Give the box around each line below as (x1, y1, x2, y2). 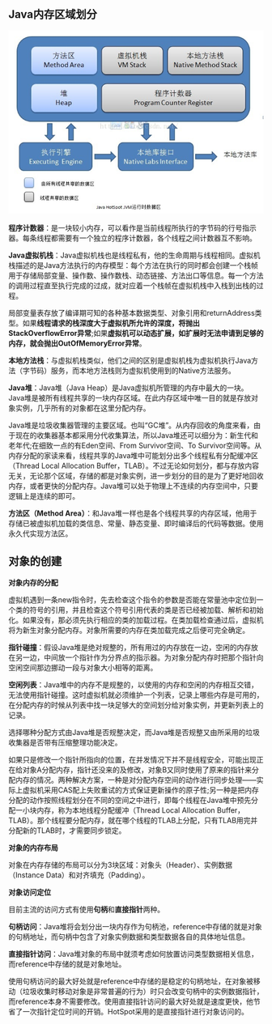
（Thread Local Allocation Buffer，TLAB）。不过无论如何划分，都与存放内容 (8, 461, 260, 470)
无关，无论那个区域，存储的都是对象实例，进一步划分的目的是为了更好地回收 (8, 470, 264, 480)
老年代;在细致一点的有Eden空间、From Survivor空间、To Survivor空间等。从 (8, 440, 261, 450)
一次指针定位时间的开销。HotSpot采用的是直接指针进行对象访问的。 (22, 1006, 249, 1016)
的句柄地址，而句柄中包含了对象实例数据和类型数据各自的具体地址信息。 (8, 932, 249, 941)
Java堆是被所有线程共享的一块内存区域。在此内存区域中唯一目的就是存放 (8, 393, 252, 402)
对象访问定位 (8, 887, 51, 897)
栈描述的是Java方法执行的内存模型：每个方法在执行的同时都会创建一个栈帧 (8, 260, 259, 270)
